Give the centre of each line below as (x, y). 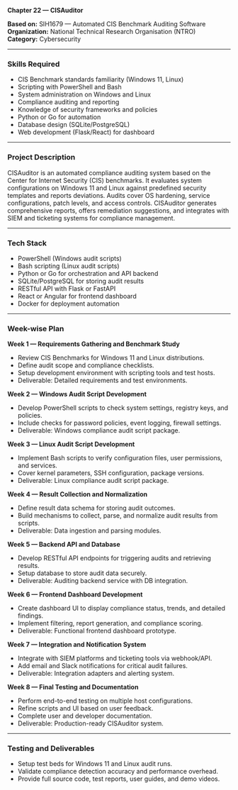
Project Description (41, 157)
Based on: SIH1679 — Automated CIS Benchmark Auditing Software (107, 24)
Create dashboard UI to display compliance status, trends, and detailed (121, 608)
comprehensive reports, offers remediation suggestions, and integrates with (118, 210)
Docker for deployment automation (69, 304)
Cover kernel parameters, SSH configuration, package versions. (111, 473)
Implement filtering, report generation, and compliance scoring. (110, 623)
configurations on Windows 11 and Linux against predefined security (107, 188)
